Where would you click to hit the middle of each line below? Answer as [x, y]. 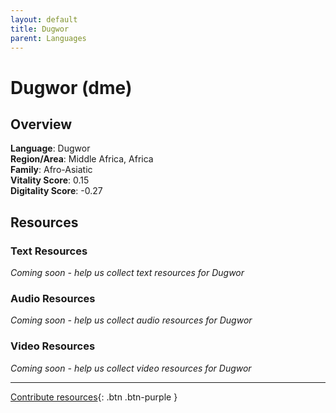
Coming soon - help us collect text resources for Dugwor [127, 273]
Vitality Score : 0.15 [50, 180]
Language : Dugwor [50, 148]
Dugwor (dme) [71, 87]
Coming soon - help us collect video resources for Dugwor [131, 368]
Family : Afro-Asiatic [51, 170]
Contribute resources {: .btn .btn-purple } [94, 397]
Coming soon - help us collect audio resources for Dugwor [131, 320]
